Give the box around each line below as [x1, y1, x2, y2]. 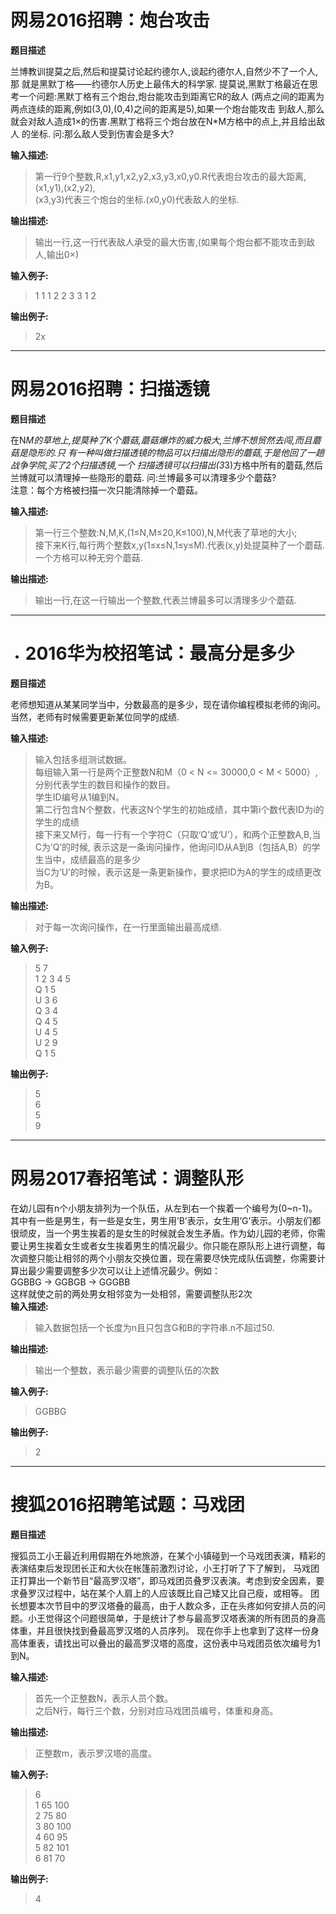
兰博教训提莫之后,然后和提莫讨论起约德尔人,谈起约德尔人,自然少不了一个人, [10, 65, 319, 77]
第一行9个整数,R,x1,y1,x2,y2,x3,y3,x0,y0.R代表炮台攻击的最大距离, [34, 170, 307, 182]
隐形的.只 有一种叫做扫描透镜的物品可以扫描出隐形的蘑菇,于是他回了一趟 [27, 446, 325, 458]
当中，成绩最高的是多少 [43, 853, 141, 865]
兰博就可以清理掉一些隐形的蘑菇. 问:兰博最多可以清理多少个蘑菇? [10, 471, 277, 483]
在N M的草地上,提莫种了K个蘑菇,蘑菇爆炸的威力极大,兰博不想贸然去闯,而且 [10, 434, 313, 446]
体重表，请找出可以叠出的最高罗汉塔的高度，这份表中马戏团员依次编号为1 [18, 1637, 321, 1649]
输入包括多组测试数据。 [34, 753, 132, 765]
